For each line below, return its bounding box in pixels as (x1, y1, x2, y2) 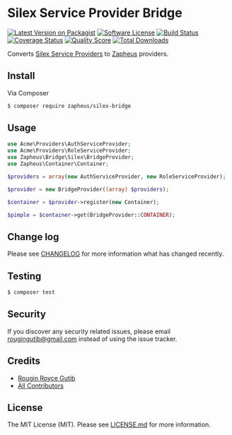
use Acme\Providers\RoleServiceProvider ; (7, 147, 132, 155)
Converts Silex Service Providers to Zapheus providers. (7, 49, 169, 58)
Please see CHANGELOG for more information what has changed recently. (7, 249, 224, 258)
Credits (7, 355, 41, 367)
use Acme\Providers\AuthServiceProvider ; (7, 141, 132, 148)
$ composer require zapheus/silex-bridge (7, 102, 132, 109)
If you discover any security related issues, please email (7, 327, 171, 335)
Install (7, 70, 35, 82)
